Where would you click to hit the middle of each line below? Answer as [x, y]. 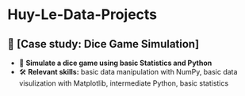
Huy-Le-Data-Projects [82, 15]
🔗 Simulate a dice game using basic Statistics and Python [115, 63]
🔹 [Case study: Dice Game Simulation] [103, 44]
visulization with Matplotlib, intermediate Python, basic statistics [124, 83]
